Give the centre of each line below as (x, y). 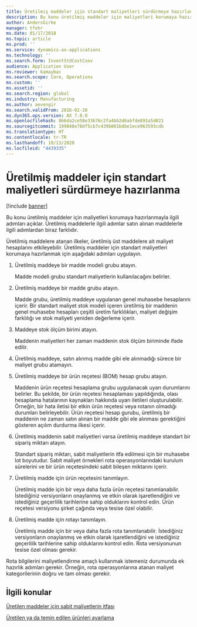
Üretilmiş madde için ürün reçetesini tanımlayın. (72, 478)
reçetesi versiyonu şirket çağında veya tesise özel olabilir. (84, 508)
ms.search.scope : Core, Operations (50, 77)
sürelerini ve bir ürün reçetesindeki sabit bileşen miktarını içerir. (91, 467)
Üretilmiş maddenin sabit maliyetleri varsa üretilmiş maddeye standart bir (102, 436)
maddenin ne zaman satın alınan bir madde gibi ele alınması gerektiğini (100, 419)
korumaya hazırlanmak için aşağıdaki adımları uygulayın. (74, 254)
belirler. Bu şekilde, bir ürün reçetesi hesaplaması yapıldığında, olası (96, 394)
